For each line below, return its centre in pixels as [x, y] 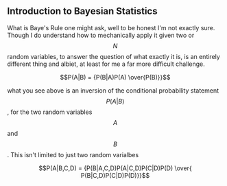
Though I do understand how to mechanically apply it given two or [101, 35]
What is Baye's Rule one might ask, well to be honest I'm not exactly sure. [111, 27]
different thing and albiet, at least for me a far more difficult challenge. [106, 64]
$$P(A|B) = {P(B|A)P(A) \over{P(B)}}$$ [115, 77]
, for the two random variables [50, 112]
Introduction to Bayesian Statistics [82, 11]
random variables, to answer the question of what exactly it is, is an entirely [114, 56]
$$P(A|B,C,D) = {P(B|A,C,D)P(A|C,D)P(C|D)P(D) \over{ [115, 168]
